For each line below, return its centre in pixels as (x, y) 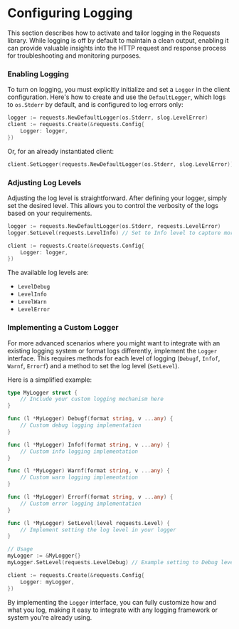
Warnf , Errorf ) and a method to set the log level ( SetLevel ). (94, 365)
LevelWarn (32, 302)
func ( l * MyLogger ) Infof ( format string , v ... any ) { (89, 445)
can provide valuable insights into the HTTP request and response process (117, 48)
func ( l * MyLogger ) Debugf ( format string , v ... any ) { (90, 419)
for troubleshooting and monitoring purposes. (74, 56)
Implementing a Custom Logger (63, 328)
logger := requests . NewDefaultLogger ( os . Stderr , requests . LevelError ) (114, 226)
